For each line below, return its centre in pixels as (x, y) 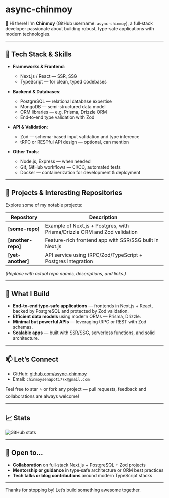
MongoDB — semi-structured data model (63, 106)
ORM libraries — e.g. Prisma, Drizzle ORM (63, 112)
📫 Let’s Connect (32, 359)
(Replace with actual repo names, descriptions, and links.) (66, 273)
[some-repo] (24, 229)
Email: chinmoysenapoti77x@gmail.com (51, 379)
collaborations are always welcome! (42, 396)
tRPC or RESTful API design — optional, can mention (74, 142)
